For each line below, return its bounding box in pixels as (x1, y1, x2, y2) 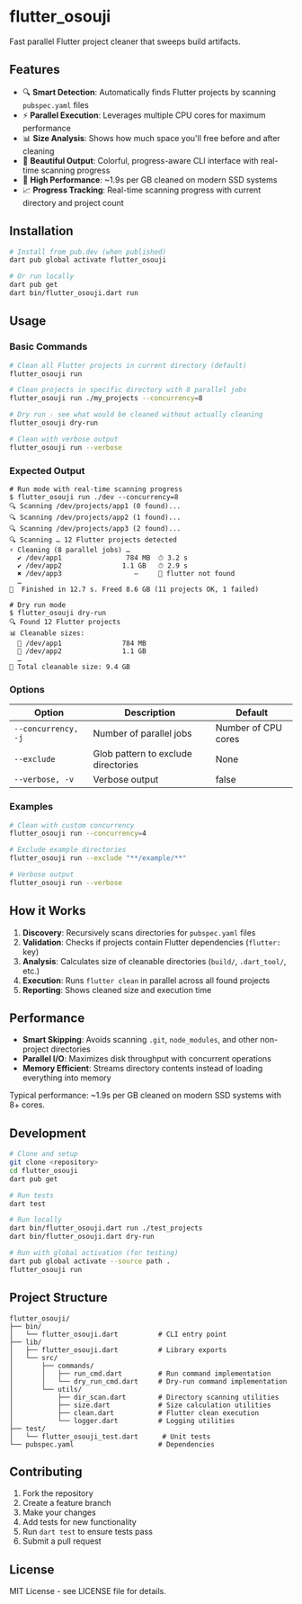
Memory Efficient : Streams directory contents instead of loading (22, 1063, 263, 1074)
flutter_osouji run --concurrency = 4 (9, 829, 147, 838)
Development (9, 1125, 87, 1141)
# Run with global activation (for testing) (9, 1249, 179, 1258)
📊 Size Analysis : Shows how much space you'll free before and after (22, 132, 280, 143)
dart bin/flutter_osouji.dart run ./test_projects (9, 1223, 203, 1233)
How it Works (9, 903, 86, 918)
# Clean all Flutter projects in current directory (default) (9, 361, 247, 370)
